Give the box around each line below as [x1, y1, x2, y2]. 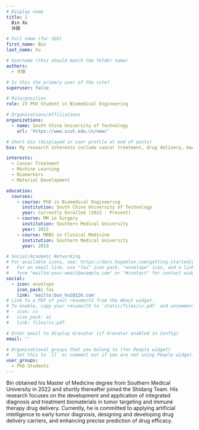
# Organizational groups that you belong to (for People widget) [6, 346, 171, 352]
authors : [6, 63, 28, 69]
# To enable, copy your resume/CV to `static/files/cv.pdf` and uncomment [6, 303, 195, 309]
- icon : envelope [11, 281, 54, 287]
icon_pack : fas [17, 287, 54, 293]
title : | [6, 14, 28, 20]
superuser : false [6, 85, 49, 91]
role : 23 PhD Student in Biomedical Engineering [6, 101, 129, 107]
